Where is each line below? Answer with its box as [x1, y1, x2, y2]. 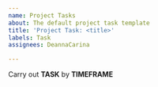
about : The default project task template [8, 19, 150, 27]
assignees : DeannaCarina [8, 41, 90, 49]
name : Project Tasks [8, 11, 77, 20]
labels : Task [8, 33, 51, 42]
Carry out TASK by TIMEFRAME [8, 70, 113, 79]
